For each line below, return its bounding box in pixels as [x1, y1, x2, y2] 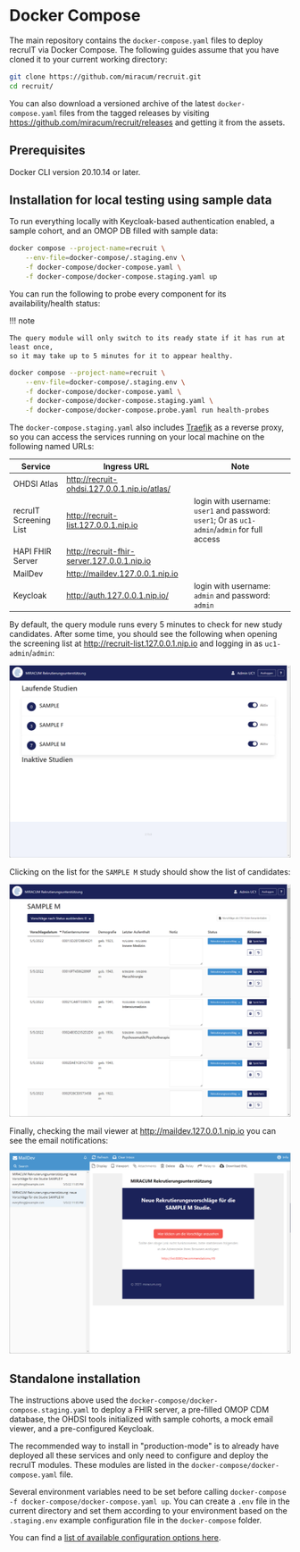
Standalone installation [9, 1371, 141, 1386]
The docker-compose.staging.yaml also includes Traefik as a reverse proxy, [9, 422, 284, 433]
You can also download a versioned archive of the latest [9, 97, 216, 108]
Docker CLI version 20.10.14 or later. [9, 166, 141, 177]
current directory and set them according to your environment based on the [9, 1505, 287, 1515]
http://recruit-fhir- [66, 546, 136, 557]
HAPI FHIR [12, 546, 52, 557]
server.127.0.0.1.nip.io [66, 556, 152, 566]
